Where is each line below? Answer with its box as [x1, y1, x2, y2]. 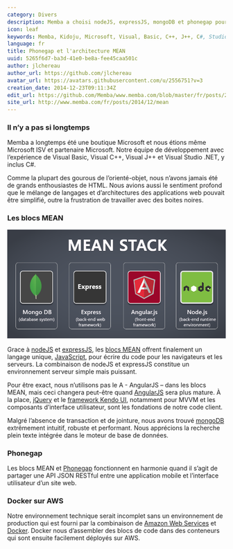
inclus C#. [7, 160, 36, 169]
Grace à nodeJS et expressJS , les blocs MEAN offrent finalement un [7, 345, 202, 354]
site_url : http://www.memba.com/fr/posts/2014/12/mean [7, 99, 169, 106]
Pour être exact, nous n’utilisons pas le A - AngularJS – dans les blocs [7, 381, 207, 389]
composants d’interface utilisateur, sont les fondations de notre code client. [7, 403, 223, 411]
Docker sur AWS [7, 496, 64, 505]
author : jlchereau [7, 62, 60, 69]
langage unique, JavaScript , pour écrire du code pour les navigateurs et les [7, 352, 223, 360]
